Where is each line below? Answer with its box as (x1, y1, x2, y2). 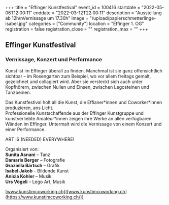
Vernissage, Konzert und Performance (5, 56, 103, 63)
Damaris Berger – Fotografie (5, 157, 65, 163)
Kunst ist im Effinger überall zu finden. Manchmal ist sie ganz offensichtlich (5, 67, 162, 73)
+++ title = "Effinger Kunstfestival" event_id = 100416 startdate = (5, 5, 141, 10)
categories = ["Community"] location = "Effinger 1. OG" (28, 20, 145, 27)
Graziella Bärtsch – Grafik (5, 162, 60, 168)
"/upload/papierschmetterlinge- (89, 15, 156, 21)
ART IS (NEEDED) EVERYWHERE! (5, 136, 75, 142)
